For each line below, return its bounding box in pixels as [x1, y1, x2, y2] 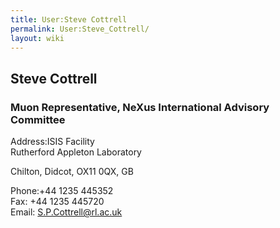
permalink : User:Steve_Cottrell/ [10, 24, 150, 34]
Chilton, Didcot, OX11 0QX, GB [10, 166, 134, 178]
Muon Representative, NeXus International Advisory [10, 100, 270, 114]
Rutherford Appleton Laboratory [10, 146, 142, 158]
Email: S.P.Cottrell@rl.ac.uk [10, 206, 123, 218]
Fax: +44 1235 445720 [10, 196, 105, 208]
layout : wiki [10, 33, 65, 43]
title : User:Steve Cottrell [10, 14, 128, 25]
